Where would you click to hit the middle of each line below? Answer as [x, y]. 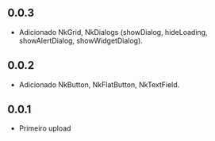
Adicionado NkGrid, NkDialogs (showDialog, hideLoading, [113, 32]
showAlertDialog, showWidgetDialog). [81, 40]
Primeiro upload [45, 128]
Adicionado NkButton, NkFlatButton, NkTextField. [99, 84]
